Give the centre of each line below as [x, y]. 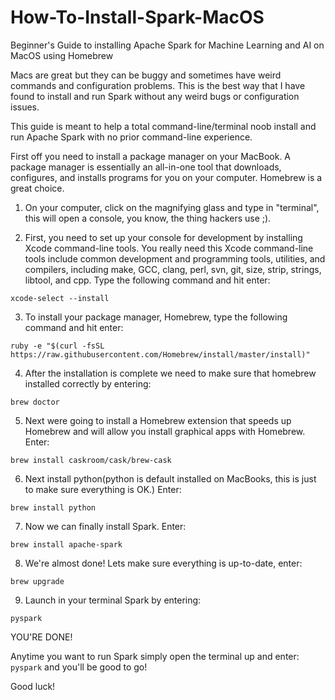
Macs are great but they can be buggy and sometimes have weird [146, 75]
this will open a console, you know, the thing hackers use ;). [148, 218]
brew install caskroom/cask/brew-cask [91, 460]
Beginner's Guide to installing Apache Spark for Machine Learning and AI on [167, 45]
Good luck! [33, 686]
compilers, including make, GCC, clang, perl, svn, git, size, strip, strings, [173, 269]
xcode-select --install [60, 298]
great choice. [37, 188]
